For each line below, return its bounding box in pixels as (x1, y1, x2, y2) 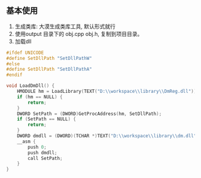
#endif (6, 72, 23, 78)
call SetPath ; (28, 155, 63, 161)
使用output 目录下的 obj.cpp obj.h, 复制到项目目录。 (14, 30, 143, 37)
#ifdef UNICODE (6, 50, 44, 56)
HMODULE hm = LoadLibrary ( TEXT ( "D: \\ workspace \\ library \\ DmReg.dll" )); (17, 89, 199, 95)
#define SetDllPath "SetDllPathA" (6, 67, 93, 73)
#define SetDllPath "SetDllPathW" (6, 55, 93, 61)
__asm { (17, 138, 36, 144)
